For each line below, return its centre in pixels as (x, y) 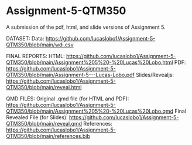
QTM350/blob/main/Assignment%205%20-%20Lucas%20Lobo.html (90, 62)
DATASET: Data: (25, 38)
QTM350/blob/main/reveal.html (44, 87)
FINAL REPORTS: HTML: (36, 56)
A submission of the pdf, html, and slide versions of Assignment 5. (86, 27)
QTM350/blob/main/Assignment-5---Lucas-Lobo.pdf (70, 75)
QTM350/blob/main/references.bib (48, 136)
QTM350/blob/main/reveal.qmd (44, 123)
